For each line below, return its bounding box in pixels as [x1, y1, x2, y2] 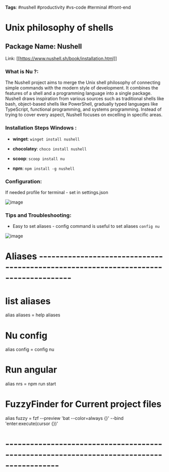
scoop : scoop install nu [12, 155, 65, 161]
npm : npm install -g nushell [12, 165, 75, 171]
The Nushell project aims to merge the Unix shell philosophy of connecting [5, 79, 160, 85]
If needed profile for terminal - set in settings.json [5, 189, 108, 195]
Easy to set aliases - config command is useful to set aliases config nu [12, 223, 160, 229]
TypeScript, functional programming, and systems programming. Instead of [5, 106, 162, 113]
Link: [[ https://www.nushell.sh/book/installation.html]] [5, 56, 117, 61]
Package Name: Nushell [5, 42, 82, 51]
